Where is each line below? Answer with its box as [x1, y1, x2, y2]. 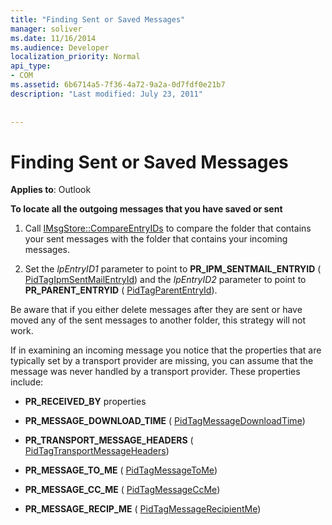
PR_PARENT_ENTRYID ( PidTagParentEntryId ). [24, 284, 218, 296]
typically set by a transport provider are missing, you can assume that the [10, 355, 314, 367]
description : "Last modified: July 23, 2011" [10, 89, 203, 99]
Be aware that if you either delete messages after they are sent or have [10, 304, 303, 316]
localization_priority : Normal [10, 52, 141, 62]
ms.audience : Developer [10, 42, 110, 53]
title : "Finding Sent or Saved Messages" [10, 14, 186, 25]
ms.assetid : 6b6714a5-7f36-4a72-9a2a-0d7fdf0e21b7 [10, 80, 226, 90]
